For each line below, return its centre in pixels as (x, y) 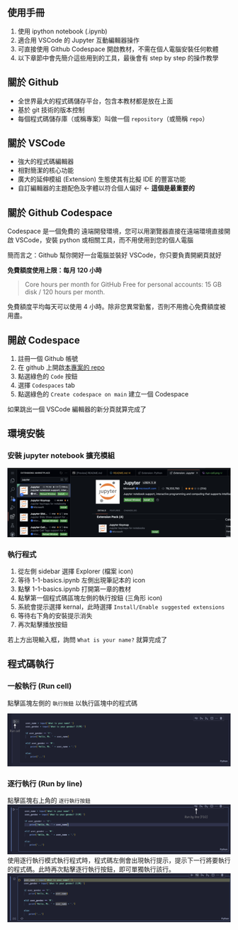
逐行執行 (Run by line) (45, 784)
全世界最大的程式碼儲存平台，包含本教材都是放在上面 (95, 101)
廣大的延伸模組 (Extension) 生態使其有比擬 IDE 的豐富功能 (102, 179)
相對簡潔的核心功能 (46, 171)
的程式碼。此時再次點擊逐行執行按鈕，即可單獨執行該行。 (91, 869)
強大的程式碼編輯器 (46, 161)
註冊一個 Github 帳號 (48, 359)
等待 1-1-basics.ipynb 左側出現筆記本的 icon (81, 580)
